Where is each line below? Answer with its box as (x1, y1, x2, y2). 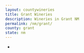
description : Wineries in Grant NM (5, 16, 79, 21)
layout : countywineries (5, 7, 55, 12)
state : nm (5, 30, 26, 35)
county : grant (5, 26, 35, 31)
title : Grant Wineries (5, 12, 52, 17)
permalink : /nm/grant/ (5, 21, 52, 26)
